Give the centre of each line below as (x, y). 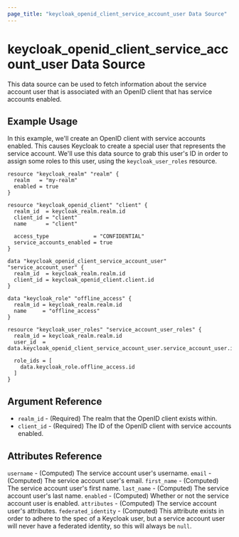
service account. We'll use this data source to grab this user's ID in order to (118, 154)
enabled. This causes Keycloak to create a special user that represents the (117, 146)
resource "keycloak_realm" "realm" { (63, 174)
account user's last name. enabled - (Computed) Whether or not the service (118, 496)
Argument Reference (55, 402)
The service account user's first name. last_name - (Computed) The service (118, 488)
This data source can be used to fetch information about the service (107, 84)
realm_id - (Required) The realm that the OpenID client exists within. (117, 419)
